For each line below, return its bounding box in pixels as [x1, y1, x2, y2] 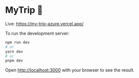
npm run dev [5, 39, 30, 45]
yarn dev [5, 49, 23, 54]
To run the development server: [5, 30, 69, 36]
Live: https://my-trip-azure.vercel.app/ [5, 21, 84, 27]
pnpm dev [5, 58, 23, 63]
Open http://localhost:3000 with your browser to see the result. [5, 67, 135, 73]
